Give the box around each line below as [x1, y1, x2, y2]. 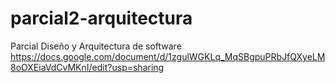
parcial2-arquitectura [10, 7, 193, 30]
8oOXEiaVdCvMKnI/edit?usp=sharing [10, 61, 165, 73]
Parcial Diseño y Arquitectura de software [10, 40, 182, 52]
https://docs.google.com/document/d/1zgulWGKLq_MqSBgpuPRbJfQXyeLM [10, 50, 326, 62]
